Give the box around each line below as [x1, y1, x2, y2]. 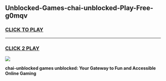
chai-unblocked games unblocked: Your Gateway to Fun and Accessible [5, 65, 156, 71]
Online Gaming [5, 70, 37, 76]
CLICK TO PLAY [5, 27, 43, 33]
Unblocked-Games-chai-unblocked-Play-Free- [5, 4, 154, 12]
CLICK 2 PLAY [5, 45, 40, 52]
